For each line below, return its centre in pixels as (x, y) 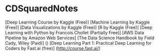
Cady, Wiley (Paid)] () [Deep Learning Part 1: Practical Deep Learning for (78, 43)
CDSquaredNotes (42, 9)
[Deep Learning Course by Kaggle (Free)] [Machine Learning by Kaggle (78, 22)
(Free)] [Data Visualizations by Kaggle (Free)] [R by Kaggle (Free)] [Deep (79, 27)
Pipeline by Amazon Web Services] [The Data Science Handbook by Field (80, 38)
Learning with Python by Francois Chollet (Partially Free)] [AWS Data (75, 32)
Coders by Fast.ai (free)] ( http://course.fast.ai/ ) (53, 48)
